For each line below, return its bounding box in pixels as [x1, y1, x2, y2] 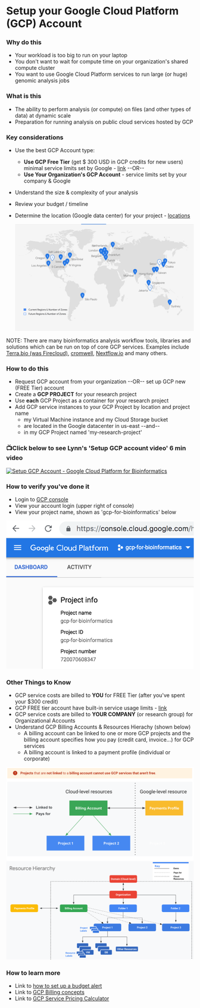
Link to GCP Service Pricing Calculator [14, 995, 110, 1002]
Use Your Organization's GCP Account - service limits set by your [23, 171, 187, 178]
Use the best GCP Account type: [14, 147, 95, 154]
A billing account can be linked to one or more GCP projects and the [23, 730, 190, 737]
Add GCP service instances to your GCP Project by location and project [14, 403, 190, 411]
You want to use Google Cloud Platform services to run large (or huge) [14, 70, 187, 78]
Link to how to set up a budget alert [14, 982, 102, 989]
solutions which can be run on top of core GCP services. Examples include [6, 343, 189, 350]
